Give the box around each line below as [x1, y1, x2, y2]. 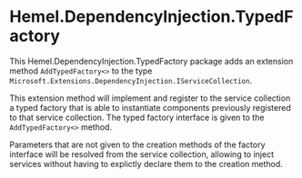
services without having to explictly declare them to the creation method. [9, 158, 284, 169]
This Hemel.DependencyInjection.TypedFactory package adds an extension [9, 55, 294, 66]
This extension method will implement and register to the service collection [9, 93, 291, 104]
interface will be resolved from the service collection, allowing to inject [9, 148, 275, 160]
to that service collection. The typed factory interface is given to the [9, 112, 265, 123]
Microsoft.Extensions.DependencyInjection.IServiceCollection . [9, 74, 253, 85]
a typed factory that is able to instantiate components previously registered [9, 102, 291, 113]
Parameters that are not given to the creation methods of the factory [9, 139, 266, 150]
